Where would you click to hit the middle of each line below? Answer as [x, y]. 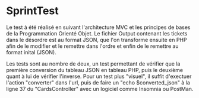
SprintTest [32, 11]
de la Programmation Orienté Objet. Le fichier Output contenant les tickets [97, 33]
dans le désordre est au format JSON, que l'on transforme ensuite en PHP [97, 40]
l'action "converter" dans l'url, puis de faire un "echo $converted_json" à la [98, 82]
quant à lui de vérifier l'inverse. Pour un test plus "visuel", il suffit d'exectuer [99, 76]
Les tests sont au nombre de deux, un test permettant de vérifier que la [93, 64]
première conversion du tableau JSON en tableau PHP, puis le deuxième [95, 70]
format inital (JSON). [31, 52]
